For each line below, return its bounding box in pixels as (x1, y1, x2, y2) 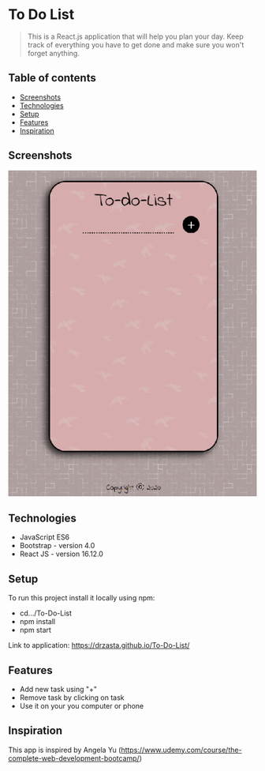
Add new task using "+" (19, 684, 97, 694)
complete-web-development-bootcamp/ (8, 753, 140, 763)
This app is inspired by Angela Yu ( (8, 745, 121, 754)
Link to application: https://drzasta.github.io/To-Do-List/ (8, 641, 190, 650)
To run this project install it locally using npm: (8, 593, 155, 603)
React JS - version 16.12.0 (19, 549, 104, 559)
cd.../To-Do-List (19, 608, 73, 618)
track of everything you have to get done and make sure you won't (27, 39, 244, 49)
